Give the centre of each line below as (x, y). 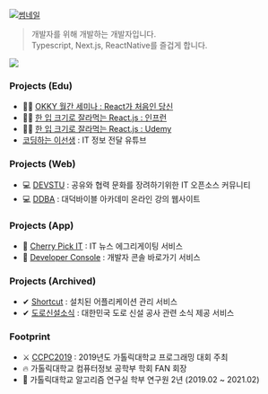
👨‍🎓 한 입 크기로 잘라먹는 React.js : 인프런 (95, 118)
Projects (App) (42, 225)
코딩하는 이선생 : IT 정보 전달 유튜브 (84, 140)
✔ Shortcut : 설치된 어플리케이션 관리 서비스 (99, 302)
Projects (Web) (43, 164)
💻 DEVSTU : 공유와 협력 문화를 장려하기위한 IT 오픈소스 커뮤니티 (136, 185)
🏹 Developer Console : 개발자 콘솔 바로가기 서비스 (111, 257)
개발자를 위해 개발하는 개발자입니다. (94, 34)
